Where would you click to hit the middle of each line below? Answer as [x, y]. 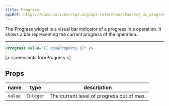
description [98, 87]
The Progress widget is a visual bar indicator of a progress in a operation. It [83, 29]
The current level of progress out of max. [98, 96]
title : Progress [22, 10]
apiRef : [13, 15]
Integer [35, 96]
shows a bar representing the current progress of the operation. [71, 34]
